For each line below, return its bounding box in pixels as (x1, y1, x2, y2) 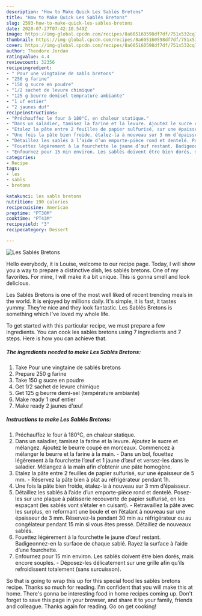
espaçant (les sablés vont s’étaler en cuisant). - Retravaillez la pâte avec (14, 501, 194, 509)
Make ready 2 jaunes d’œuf (14, 402, 83, 409)
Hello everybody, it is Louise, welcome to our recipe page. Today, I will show (6, 260, 195, 267)
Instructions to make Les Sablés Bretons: (6, 416, 111, 423)
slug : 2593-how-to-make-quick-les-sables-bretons (6, 20, 133, 26)
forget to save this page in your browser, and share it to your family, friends (6, 596, 193, 603)
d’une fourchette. (14, 546, 58, 553)
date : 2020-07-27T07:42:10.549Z (6, 25, 87, 32)
